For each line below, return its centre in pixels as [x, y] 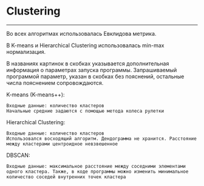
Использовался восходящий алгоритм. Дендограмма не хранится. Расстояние [102, 138]
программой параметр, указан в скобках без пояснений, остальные [95, 76]
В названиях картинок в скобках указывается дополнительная [88, 63]
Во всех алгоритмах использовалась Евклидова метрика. [81, 33]
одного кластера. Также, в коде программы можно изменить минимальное [97, 171]
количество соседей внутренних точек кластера [66, 177]
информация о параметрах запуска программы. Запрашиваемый [92, 70]
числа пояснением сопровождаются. [55, 82]
